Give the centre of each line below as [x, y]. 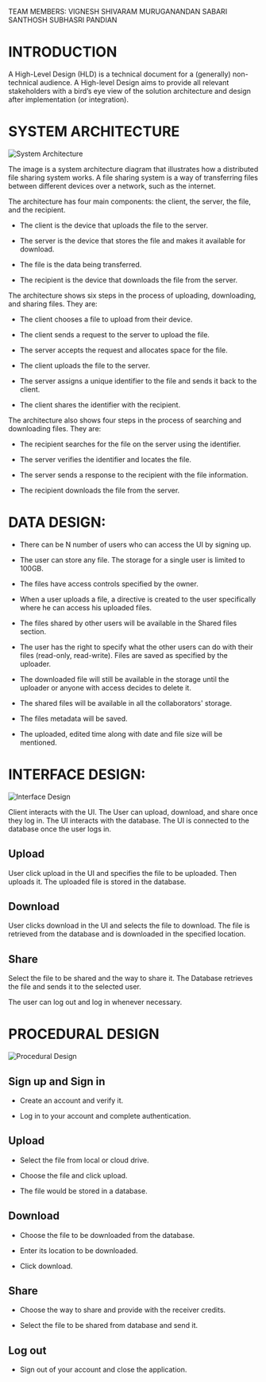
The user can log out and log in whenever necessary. [95, 1002]
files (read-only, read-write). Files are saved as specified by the [123, 655]
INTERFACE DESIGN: [77, 774]
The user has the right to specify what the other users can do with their [136, 647]
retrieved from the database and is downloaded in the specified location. [127, 934]
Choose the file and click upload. [73, 1175]
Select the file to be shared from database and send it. [109, 1326]
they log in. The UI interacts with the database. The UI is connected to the [129, 820]
